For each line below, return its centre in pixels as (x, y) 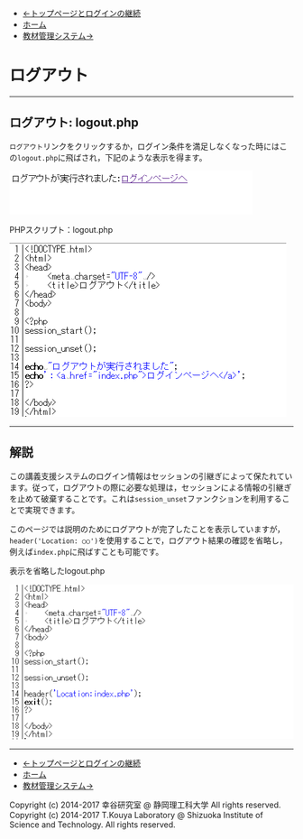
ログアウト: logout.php (74, 123)
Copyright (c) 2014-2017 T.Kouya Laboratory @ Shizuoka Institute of (136, 816)
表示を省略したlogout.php (57, 570)
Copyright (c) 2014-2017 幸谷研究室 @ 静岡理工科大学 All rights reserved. (145, 805)
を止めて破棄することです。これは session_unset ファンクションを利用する (146, 498)
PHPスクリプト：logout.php (61, 229)
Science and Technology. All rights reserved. (92, 825)
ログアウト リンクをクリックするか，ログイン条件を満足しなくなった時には (144, 146)
